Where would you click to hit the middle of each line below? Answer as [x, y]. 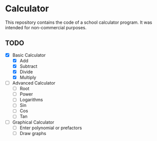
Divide [26, 72]
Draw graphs [33, 133]
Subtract [28, 66]
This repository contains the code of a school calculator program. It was [79, 22]
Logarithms [31, 100]
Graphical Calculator [33, 122]
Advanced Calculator [34, 83]
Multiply [28, 77]
